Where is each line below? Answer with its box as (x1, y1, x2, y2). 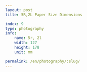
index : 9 (5, 21, 24, 26)
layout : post (5, 7, 33, 13)
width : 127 (14, 40, 37, 46)
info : (5, 31, 17, 36)
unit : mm (14, 49, 33, 55)
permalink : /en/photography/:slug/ (5, 59, 80, 64)
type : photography (5, 26, 44, 31)
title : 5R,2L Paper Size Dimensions (5, 12, 82, 17)
